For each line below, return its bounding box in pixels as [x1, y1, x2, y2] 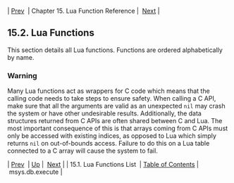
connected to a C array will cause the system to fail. [7, 146, 159, 155]
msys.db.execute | [8, 168, 63, 176]
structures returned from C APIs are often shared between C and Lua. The [7, 117, 223, 125]
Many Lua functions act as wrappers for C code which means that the [7, 87, 210, 95]
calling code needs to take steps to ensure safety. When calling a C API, [7, 94, 216, 103]
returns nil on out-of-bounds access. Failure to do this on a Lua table [7, 139, 210, 148]
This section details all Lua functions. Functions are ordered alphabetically [7, 46, 223, 54]
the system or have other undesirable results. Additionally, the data [7, 109, 202, 118]
